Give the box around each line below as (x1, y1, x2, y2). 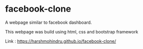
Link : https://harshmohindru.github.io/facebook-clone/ (5, 38, 117, 44)
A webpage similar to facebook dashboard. (5, 19, 92, 25)
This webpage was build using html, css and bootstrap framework (5, 29, 139, 34)
